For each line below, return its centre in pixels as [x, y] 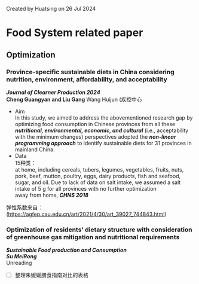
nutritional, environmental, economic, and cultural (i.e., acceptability [102, 130]
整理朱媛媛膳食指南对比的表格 [51, 275]
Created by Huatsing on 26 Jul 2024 [51, 9]
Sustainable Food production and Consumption [67, 250]
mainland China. [35, 149]
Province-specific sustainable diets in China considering [90, 72]
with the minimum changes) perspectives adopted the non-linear [95, 136]
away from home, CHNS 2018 [51, 195]
